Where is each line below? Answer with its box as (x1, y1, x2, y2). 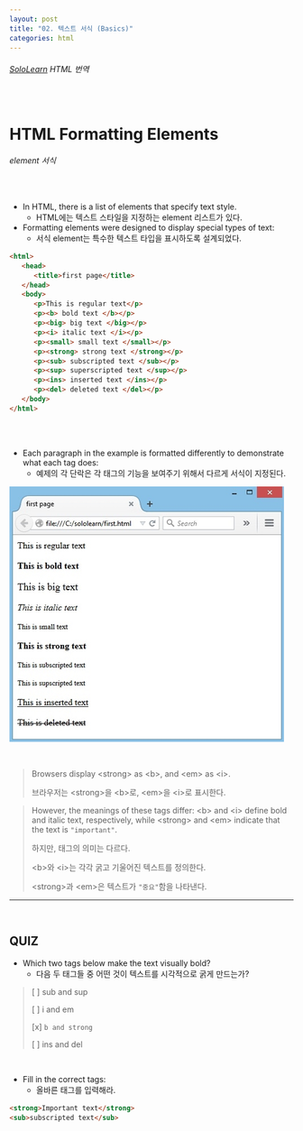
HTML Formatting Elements (9, 124, 219, 144)
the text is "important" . (31, 823, 117, 834)
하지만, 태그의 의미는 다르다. (31, 842, 131, 853)
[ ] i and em (31, 1004, 75, 1015)
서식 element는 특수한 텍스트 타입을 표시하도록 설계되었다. (35, 233, 242, 244)
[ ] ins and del (31, 1038, 83, 1050)
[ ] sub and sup (31, 986, 88, 997)
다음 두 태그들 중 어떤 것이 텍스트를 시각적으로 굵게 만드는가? (35, 968, 250, 979)
